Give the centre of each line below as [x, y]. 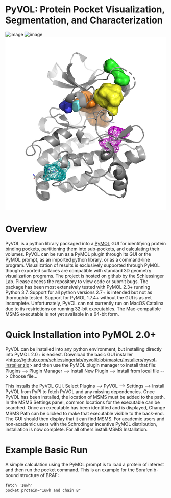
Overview [26, 229]
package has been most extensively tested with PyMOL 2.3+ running [78, 287]
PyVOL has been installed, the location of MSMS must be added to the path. [85, 397]
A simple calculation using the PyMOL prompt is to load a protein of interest [85, 464]
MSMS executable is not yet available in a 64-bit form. [62, 314]
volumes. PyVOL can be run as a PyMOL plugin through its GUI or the [78, 254]
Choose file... [23, 376]
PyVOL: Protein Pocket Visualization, [85, 9]
